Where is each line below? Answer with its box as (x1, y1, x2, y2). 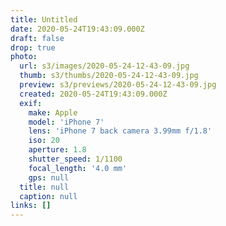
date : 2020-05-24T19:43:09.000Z (10, 24, 145, 34)
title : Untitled (10, 14, 78, 25)
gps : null (28, 172, 70, 183)
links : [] (10, 201, 52, 211)
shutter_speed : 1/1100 (28, 154, 123, 164)
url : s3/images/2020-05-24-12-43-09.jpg (19, 61, 190, 71)
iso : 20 (28, 136, 60, 146)
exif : (19, 98, 43, 108)
